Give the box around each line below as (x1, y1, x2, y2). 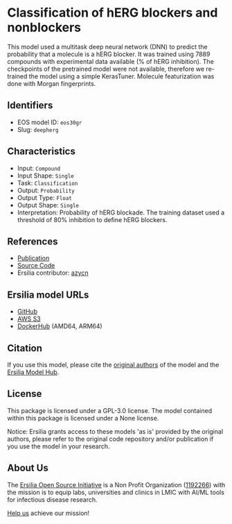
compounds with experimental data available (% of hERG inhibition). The (7, 57, 215, 65)
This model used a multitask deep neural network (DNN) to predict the (7, 42, 208, 51)
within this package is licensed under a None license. (7, 414, 159, 422)
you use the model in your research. (7, 442, 110, 450)
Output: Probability (17, 186, 75, 194)
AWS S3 (17, 314, 42, 323)
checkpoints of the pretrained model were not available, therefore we (7, 65, 205, 73)
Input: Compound (17, 164, 61, 172)
